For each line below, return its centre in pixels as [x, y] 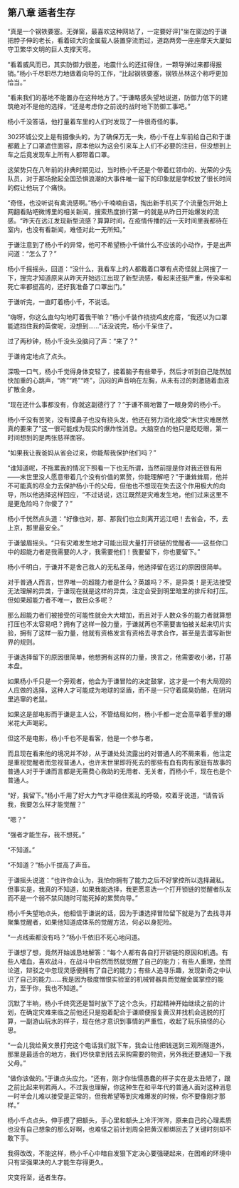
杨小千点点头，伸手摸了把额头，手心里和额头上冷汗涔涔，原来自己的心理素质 [119, 1120]
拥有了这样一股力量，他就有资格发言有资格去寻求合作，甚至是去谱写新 [122, 633]
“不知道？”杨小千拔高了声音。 [51, 865]
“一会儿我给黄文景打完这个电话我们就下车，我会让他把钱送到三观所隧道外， [118, 1045]
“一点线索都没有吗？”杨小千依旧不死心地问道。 [76, 937]
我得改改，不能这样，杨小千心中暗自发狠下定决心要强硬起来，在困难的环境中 [119, 1153]
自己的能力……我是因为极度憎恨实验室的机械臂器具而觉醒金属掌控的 [119, 979]
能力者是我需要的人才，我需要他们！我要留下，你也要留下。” [113, 551]
